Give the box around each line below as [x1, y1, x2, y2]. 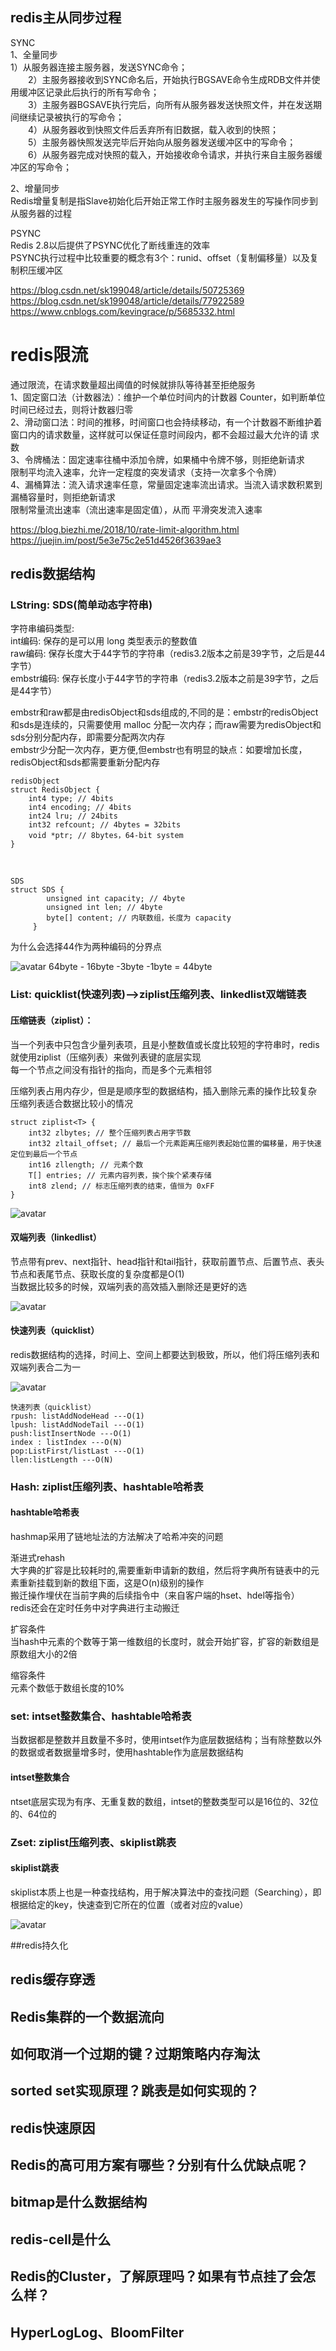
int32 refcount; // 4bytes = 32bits [28, 820, 182, 830]
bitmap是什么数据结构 [10, 2194, 148, 2211]
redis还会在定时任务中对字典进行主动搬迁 [10, 1602, 180, 1614]
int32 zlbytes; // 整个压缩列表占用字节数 [28, 1128, 192, 1138]
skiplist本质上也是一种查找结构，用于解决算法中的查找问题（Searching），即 [10, 1886, 322, 1898]
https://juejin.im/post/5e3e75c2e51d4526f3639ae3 [10, 534, 222, 546]
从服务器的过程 [10, 207, 72, 219]
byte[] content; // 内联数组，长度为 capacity [46, 913, 232, 923]
